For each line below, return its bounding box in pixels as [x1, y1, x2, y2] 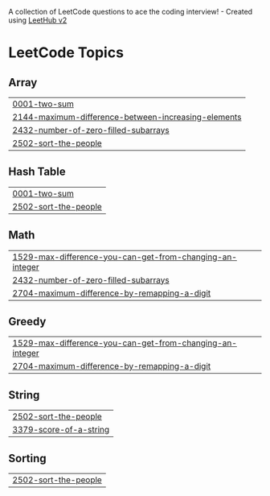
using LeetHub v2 [8, 15, 67, 25]
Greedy [8, 315, 47, 329]
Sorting [8, 451, 47, 465]
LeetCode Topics [8, 43, 125, 62]
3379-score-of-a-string [12, 424, 110, 436]
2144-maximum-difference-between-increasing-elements [12, 112, 242, 122]
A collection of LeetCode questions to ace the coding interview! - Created [8, 7, 253, 16]
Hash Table [8, 165, 66, 179]
